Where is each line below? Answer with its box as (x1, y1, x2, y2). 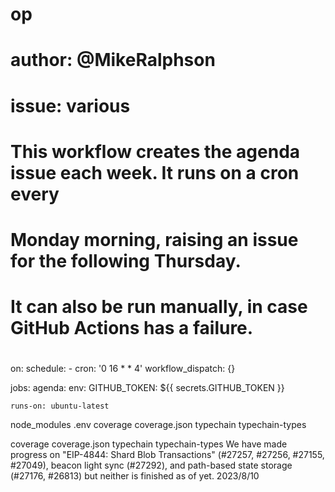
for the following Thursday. (10, 249, 242, 272)
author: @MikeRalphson (10, 49, 216, 72)
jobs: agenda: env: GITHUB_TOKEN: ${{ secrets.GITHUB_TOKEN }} (10, 382, 285, 394)
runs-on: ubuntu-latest (10, 401, 110, 412)
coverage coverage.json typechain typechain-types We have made (10, 438, 288, 450)
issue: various (10, 94, 131, 117)
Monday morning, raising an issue (10, 228, 299, 251)
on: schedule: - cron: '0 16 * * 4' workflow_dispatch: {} (10, 363, 236, 375)
